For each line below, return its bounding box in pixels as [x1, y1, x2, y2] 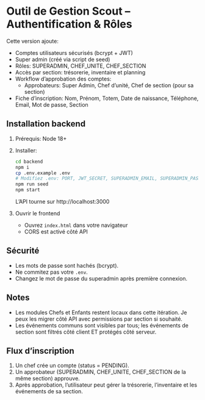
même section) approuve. [15, 375, 81, 382]
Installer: [15, 146, 37, 154]
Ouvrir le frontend [15, 210, 60, 217]
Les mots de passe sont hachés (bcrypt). [15, 262, 119, 269]
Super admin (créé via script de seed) [15, 55, 110, 63]
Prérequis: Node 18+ [15, 135, 67, 142]
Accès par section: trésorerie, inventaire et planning [15, 68, 146, 76]
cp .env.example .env [15, 170, 70, 176]
